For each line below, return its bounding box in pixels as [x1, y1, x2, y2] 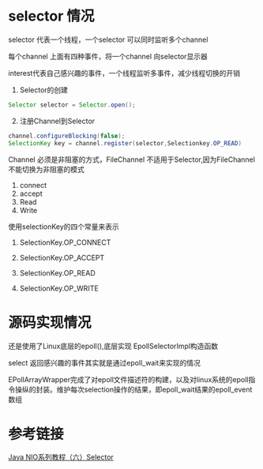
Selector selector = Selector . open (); [8, 100, 136, 109]
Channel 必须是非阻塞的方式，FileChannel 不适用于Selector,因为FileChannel [8, 155, 255, 164]
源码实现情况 [8, 313, 92, 332]
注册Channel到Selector [19, 116, 96, 126]
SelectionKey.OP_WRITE [19, 283, 99, 293]
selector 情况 [8, 7, 95, 25]
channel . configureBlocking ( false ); [8, 132, 126, 140]
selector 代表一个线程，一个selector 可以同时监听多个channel [8, 35, 209, 44]
